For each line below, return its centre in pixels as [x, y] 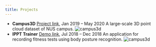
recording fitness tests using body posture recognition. [67, 39]
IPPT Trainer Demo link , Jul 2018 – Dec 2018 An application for [75, 34]
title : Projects [21, 10]
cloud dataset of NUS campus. [43, 29]
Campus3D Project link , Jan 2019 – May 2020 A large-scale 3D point [81, 23]
